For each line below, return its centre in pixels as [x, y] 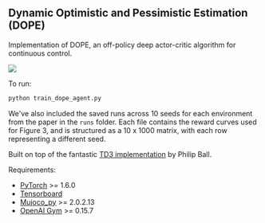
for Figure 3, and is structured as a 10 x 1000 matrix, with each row [118, 130]
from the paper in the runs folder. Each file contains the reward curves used [132, 122]
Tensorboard [41, 194]
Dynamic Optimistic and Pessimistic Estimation [128, 13]
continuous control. [40, 53]
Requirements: [32, 170]
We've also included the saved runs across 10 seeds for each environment [131, 113]
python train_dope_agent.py [55, 98]
